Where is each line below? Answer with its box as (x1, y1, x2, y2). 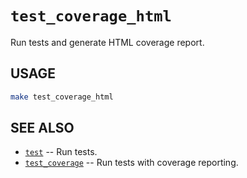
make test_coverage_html (10, 92, 114, 102)
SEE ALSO (10, 120, 75, 137)
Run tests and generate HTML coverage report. (10, 36, 205, 48)
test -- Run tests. (24, 146, 98, 158)
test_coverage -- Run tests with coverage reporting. (24, 157, 239, 169)
